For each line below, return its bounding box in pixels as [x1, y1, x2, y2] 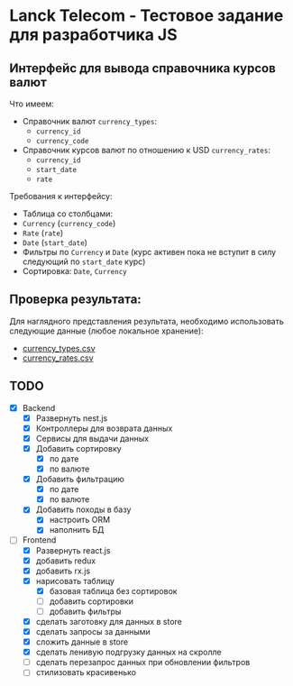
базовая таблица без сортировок [49, 585, 178, 596]
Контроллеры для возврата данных [35, 423, 173, 434]
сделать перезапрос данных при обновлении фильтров [35, 657, 251, 668]
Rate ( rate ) [22, 227, 64, 238]
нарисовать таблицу [35, 575, 115, 586]
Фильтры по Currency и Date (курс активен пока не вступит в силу [22, 247, 277, 257]
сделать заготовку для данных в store [35, 616, 182, 627]
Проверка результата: [9, 292, 142, 307]
